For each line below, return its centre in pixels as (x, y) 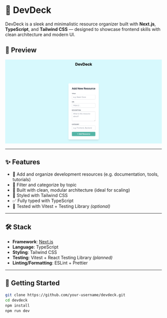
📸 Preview (21, 50)
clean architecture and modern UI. (40, 34)
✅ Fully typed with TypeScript (43, 201)
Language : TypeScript (35, 247)
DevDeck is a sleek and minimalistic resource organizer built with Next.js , (81, 24)
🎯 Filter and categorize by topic (44, 185)
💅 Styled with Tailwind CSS (40, 195)
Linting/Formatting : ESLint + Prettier (50, 263)
